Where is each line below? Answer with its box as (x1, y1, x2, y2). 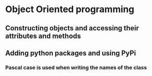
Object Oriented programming (5, 4, 134, 15)
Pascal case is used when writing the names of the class (5, 64, 147, 71)
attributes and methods (5, 31, 81, 40)
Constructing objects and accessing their (5, 24, 139, 32)
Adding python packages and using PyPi (5, 49, 136, 57)
